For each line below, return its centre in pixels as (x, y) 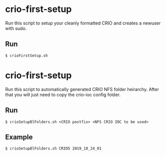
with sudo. (16, 28)
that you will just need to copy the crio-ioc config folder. (63, 94)
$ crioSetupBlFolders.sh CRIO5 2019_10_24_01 (53, 148)
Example (19, 137)
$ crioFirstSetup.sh (27, 55)
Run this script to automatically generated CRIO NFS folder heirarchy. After (82, 89)
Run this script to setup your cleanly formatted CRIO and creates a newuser (83, 23)
